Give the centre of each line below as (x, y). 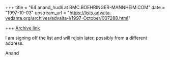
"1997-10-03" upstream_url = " (38, 13)
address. (15, 43)
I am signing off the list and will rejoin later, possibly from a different (76, 38)
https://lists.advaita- (91, 13)
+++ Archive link (23, 28)
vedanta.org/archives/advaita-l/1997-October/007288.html (67, 18)
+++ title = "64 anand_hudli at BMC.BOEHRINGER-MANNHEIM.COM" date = (85, 7)
